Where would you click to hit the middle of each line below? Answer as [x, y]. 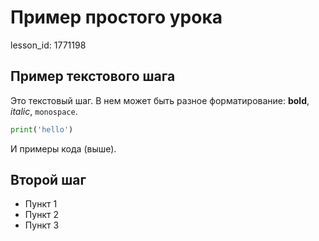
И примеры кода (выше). [63, 148]
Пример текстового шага [93, 76]
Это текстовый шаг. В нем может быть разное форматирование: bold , [160, 100]
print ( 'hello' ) [42, 129]
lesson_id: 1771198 [48, 45]
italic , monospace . [44, 111]
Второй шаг [48, 180]
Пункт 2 [41, 215]
